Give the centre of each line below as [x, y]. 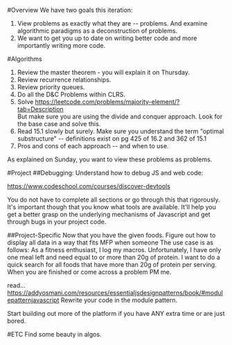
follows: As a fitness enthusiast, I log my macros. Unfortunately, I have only [114, 250]
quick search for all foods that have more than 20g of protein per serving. [112, 265]
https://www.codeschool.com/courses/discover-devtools [89, 186]
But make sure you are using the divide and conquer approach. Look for [120, 116]
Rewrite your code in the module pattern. [119, 300]
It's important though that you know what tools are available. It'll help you [111, 207]
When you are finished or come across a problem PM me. [89, 272]
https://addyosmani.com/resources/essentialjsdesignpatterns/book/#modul [115, 293]
